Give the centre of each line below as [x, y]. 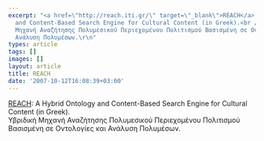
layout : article [35, 67]
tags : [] [22, 52]
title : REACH [29, 74]
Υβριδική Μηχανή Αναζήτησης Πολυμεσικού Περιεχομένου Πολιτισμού [124, 120]
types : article [33, 45]
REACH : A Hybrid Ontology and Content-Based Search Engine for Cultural [128, 103]
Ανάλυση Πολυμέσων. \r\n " [56, 37]
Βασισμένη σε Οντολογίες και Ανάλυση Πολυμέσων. [94, 128]
